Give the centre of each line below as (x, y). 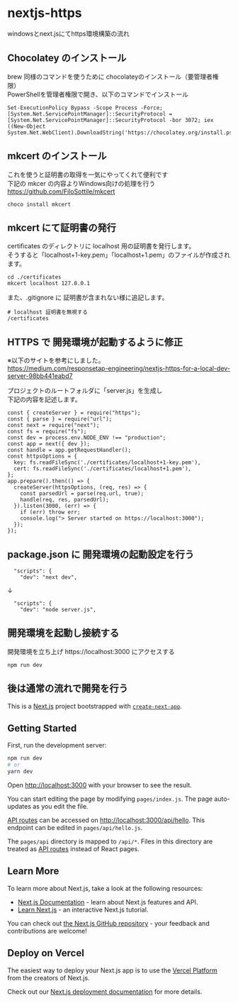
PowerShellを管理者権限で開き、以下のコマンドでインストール (98, 94)
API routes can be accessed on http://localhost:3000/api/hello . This (106, 820)
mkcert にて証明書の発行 (62, 227)
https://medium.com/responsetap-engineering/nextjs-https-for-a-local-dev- (119, 368)
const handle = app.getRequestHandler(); (69, 450)
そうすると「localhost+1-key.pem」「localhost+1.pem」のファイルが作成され (119, 255)
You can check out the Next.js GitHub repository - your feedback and (109, 923)
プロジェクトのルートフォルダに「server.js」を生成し (85, 391)
